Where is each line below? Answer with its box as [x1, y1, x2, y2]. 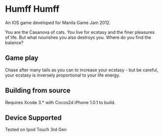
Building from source [5, 86, 71, 95]
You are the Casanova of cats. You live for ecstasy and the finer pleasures [5, 29, 155, 35]
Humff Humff [5, 3, 60, 15]
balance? [5, 39, 24, 45]
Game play [5, 54, 39, 62]
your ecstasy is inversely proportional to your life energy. [5, 72, 120, 78]
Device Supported [5, 113, 62, 122]
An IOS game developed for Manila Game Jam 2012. [5, 20, 111, 26]
